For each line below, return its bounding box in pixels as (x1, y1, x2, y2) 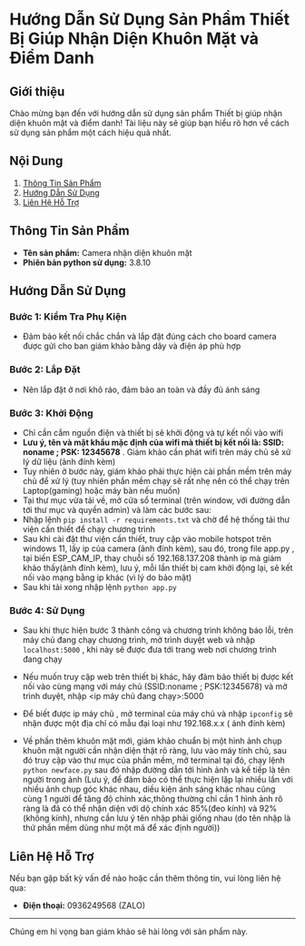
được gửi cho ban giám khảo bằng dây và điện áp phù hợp (22, 340, 241, 351)
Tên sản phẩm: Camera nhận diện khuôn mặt (22, 247, 192, 258)
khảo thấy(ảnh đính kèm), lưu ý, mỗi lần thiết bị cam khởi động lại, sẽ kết (22, 562, 293, 573)
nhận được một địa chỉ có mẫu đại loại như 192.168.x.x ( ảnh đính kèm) (22, 718, 286, 729)
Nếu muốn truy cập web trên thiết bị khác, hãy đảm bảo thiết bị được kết (22, 672, 294, 683)
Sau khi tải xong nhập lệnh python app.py (22, 581, 177, 592)
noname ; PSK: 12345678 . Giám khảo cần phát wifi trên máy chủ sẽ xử (22, 446, 291, 458)
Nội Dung (9, 153, 64, 169)
